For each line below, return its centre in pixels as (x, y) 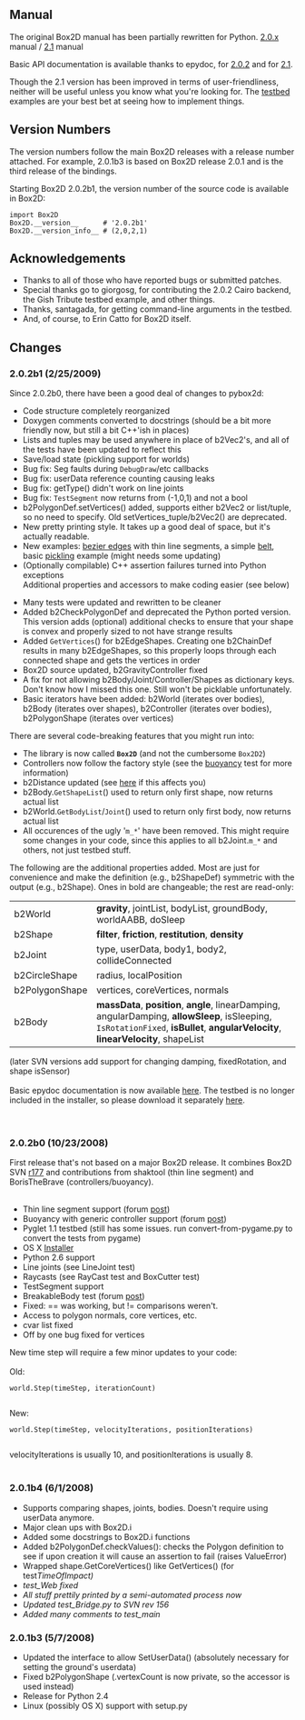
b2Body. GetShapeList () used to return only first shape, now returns (148, 792)
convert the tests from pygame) (82, 1238)
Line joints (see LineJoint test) (79, 1267)
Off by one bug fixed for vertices (84, 1335)
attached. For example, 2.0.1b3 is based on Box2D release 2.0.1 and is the (147, 161)
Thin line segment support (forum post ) (96, 1209)
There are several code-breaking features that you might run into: (132, 736)
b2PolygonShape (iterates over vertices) (98, 718)
